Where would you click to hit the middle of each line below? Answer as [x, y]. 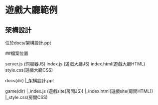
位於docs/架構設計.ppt [28, 43]
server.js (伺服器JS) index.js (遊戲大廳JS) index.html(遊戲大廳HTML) [75, 64]
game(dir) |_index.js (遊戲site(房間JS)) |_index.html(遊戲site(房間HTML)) [79, 91]
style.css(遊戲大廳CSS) [29, 70]
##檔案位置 [17, 53]
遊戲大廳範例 [32, 10]
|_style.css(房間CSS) [26, 97]
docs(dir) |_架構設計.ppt [30, 80]
